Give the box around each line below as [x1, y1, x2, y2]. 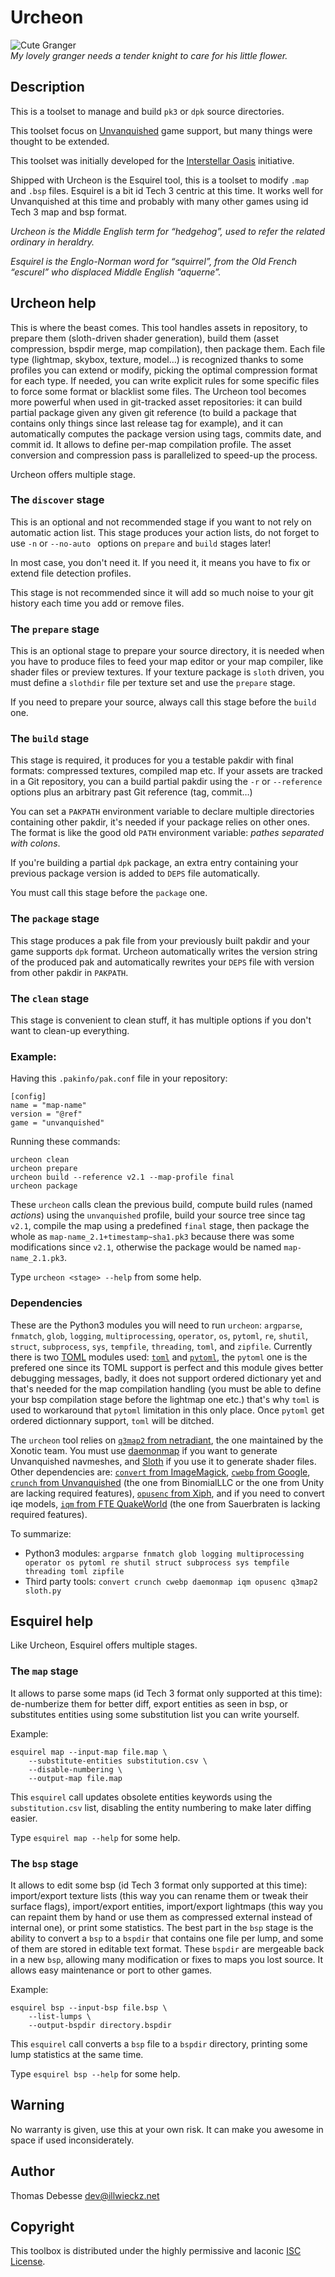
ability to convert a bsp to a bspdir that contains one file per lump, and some [10, 1932, 324, 1945]
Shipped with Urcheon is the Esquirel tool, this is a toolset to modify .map [10, 174, 310, 186]
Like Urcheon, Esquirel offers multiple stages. [10, 1639, 198, 1651]
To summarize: [10, 1527, 72, 1540]
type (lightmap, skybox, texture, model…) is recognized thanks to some [10, 353, 304, 365]
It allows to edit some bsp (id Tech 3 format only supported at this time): [10, 1879, 308, 1891]
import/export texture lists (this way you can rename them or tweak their [10, 1890, 309, 1902]
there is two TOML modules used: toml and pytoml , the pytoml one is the [10, 1351, 308, 1363]
